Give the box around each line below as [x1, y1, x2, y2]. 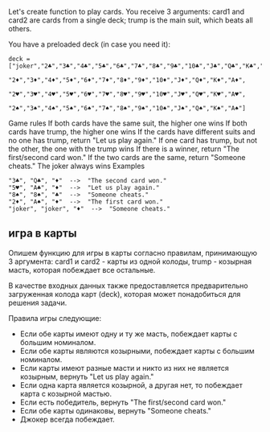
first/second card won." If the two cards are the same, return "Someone [8, 153, 246, 162]
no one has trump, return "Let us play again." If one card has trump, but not [8, 136, 258, 145]
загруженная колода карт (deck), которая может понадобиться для [8, 289, 241, 298]
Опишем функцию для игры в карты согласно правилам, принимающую [8, 248, 258, 257]
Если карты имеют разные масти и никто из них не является [19, 363, 229, 372]
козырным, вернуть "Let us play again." [19, 372, 154, 381]
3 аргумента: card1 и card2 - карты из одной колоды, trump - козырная [8, 257, 252, 266]
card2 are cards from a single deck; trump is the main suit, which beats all [8, 15, 253, 25]
